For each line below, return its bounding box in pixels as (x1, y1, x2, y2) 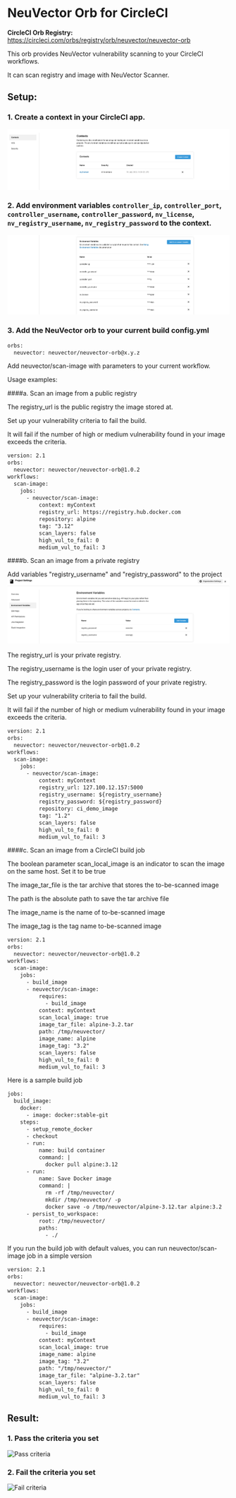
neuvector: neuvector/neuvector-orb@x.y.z (13, 349, 140, 356)
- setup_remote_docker (25, 1126, 93, 1133)
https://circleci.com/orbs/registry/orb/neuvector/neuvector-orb (7, 35, 191, 44)
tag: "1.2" (38, 812, 71, 820)
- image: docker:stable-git (25, 1112, 109, 1119)
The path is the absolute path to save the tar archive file (7, 895, 169, 903)
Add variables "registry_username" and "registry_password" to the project (7, 570, 223, 578)
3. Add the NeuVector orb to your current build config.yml (7, 325, 209, 335)
